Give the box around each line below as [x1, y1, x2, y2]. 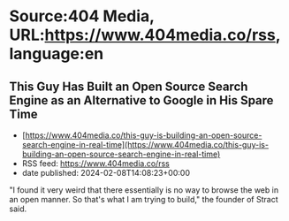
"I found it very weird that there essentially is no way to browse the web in [9, 185, 279, 195]
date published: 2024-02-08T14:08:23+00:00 [21, 168, 190, 178]
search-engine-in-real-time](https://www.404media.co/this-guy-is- [21, 140, 270, 149]
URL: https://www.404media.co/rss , [9, 25, 281, 45]
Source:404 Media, [9, 6, 155, 27]
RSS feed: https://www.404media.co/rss [21, 158, 170, 169]
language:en [9, 44, 104, 64]
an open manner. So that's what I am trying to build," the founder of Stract [9, 194, 278, 204]
